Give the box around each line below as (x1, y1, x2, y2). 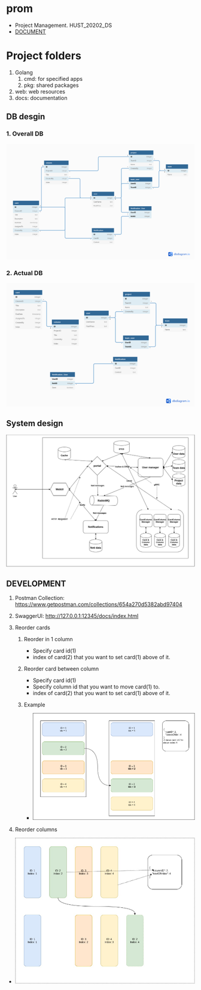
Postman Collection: (14, 594, 65, 602)
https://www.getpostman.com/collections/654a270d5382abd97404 (14, 601, 182, 608)
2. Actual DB (6, 269, 43, 277)
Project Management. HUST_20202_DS (14, 22, 112, 29)
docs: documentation (14, 94, 68, 101)
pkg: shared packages (23, 82, 79, 89)
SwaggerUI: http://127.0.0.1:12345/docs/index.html (14, 612, 139, 620)
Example (23, 701, 45, 708)
